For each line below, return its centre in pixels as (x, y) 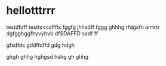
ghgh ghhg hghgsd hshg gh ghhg (47, 56)
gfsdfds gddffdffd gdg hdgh (41, 45)
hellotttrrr (31, 10)
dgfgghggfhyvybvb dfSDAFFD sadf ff (52, 33)
